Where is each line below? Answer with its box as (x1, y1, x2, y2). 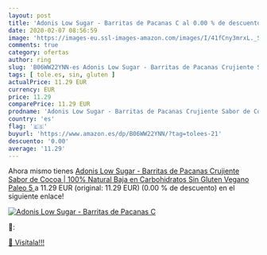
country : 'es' (8, 115, 56, 123)
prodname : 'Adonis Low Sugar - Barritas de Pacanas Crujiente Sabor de (8, 108, 250, 116)
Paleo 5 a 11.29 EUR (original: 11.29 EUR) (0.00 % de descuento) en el (8, 184, 235, 193)
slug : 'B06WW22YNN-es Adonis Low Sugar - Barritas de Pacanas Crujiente (8, 64, 254, 71)
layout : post (8, 11, 52, 20)
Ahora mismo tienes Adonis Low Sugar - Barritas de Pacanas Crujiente (8, 166, 240, 176)
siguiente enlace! (8, 191, 64, 201)
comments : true (8, 41, 59, 49)
